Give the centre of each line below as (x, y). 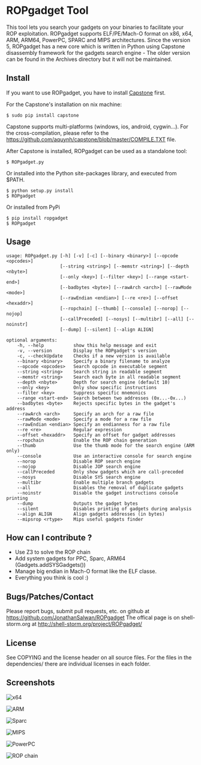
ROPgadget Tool (47, 11)
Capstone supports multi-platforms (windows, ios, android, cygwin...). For (97, 126)
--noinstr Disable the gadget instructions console (98, 493)
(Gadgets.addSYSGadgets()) (50, 565)
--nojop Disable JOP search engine (79, 467)
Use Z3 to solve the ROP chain (53, 552)
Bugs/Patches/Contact (50, 597)
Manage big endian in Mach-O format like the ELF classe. (86, 571)
